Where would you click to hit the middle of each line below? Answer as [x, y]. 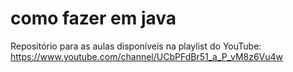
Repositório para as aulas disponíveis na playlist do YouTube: [136, 46]
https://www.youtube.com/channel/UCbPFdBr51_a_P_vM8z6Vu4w [147, 56]
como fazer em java [93, 18]
